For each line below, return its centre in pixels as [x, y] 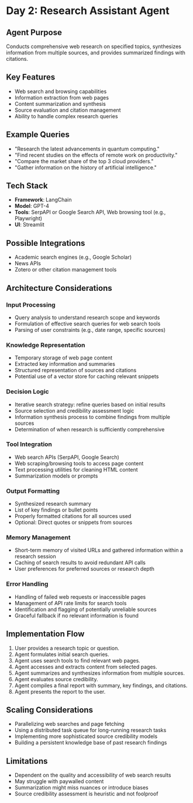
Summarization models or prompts [56, 476]
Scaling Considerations [50, 710]
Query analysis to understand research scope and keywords [87, 317]
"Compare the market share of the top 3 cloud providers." [84, 161]
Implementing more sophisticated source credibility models [86, 736]
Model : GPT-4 [32, 206]
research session [35, 557]
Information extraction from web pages [62, 97]
